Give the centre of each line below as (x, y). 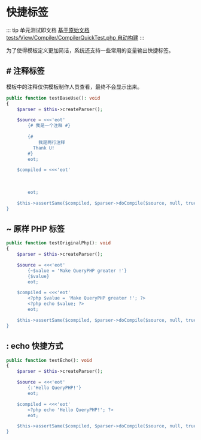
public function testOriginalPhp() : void (59, 243)
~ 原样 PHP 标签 (36, 229)
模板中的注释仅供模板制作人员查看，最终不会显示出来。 (74, 86)
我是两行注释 (52, 142)
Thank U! (44, 148)
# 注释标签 (25, 71)
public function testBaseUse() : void (53, 98)
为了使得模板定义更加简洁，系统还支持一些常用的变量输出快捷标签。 (90, 50)
